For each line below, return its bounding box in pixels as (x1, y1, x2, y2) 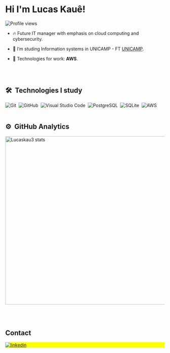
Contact (5, 329, 31, 337)
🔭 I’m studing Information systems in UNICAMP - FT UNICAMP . (12, 46, 144, 52)
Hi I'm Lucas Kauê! (5, 4, 86, 15)
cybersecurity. (12, 36, 43, 42)
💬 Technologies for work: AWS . (12, 55, 78, 61)
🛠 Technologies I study (5, 86, 82, 95)
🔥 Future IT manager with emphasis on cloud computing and (12, 30, 139, 36)
